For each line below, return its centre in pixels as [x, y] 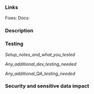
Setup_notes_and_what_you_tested [40, 54]
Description [19, 31]
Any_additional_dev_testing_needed [41, 64]
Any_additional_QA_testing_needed [40, 73]
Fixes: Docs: [18, 18]
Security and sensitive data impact [47, 86]
